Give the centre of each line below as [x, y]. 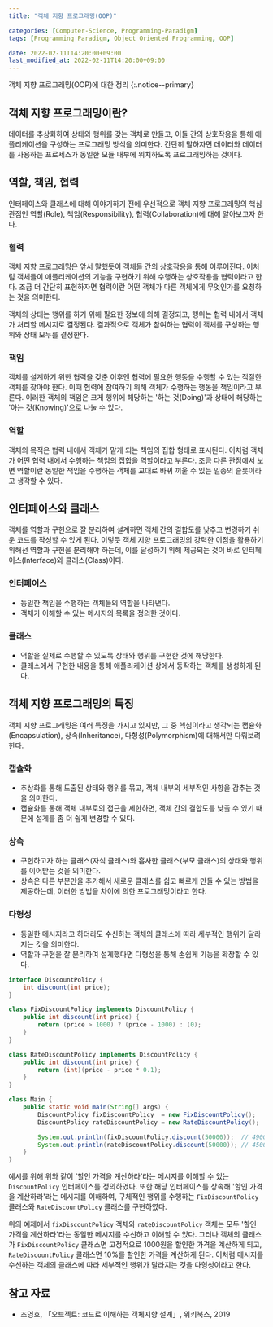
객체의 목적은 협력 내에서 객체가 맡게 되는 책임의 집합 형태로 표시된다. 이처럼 [129, 450]
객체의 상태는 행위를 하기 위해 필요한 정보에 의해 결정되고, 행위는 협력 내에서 [129, 314]
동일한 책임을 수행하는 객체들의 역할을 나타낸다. [95, 603]
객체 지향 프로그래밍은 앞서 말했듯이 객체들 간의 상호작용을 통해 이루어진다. [127, 266]
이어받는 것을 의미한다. [65, 871]
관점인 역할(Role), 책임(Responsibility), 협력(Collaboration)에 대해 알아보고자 [132, 213]
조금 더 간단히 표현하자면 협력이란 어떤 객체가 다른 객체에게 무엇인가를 [130, 287]
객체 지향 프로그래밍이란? [68, 113]
